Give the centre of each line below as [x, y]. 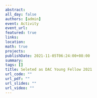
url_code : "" [19, 74]
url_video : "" [20, 88]
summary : [14, 60]
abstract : [15, 10]
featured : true [21, 33]
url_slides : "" [21, 83]
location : [15, 42]
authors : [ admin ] [23, 19]
